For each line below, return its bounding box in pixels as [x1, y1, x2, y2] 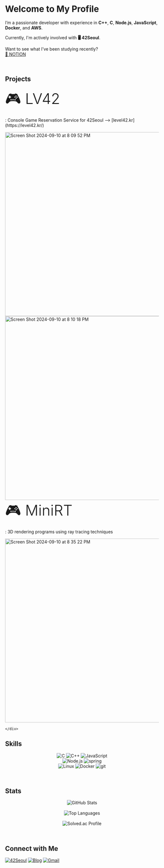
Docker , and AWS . [5, 25, 43, 30]
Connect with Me [5, 844, 59, 853]
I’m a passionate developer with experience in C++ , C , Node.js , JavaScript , [5, 20, 158, 26]
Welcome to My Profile [5, 3, 99, 15]
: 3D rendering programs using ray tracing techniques [5, 529, 113, 535]
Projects [5, 75, 31, 83]
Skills [5, 740, 22, 748]
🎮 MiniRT [5, 501, 73, 519]
